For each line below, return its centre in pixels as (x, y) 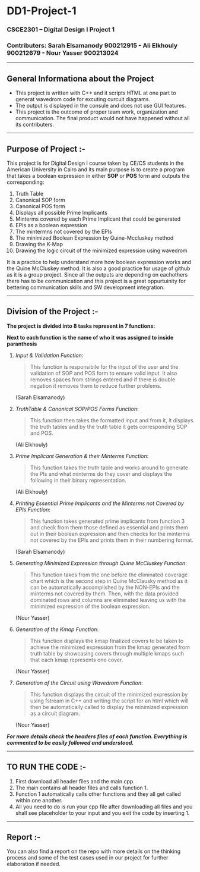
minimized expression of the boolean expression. (90, 606)
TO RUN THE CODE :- (47, 767)
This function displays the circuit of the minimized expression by (109, 694)
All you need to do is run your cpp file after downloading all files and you (104, 807)
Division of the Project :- (53, 311)
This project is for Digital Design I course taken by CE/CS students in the (95, 163)
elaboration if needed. (34, 864)
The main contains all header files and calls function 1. (82, 788)
